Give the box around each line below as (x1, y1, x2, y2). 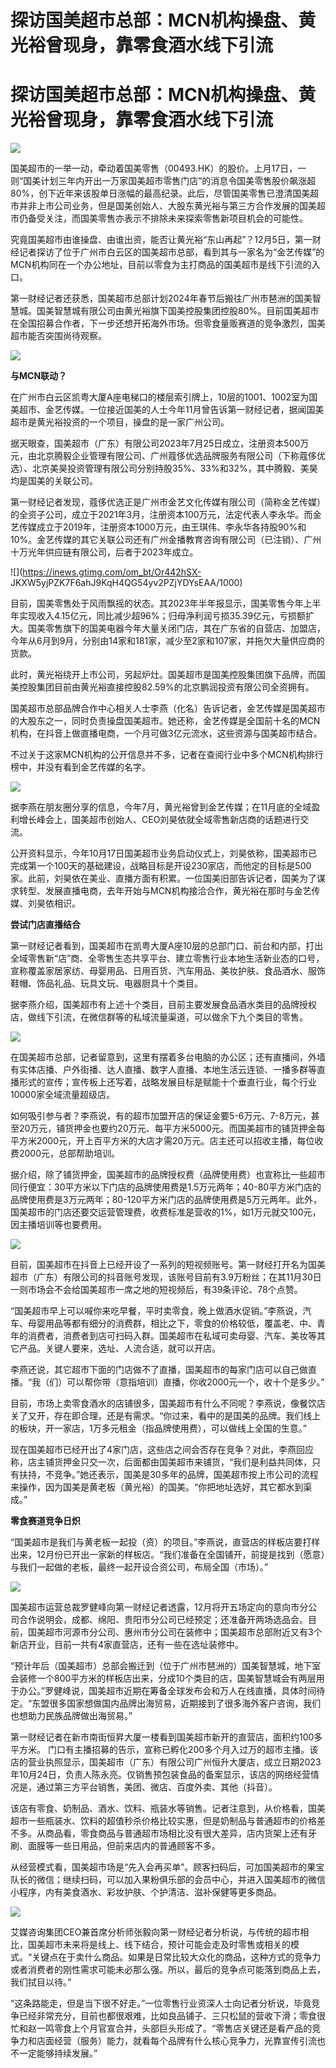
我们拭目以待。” (10, 1976, 72, 1988)
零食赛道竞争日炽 (10, 1515, 81, 1527)
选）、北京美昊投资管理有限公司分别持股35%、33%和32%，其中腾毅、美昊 (10, 462, 318, 475)
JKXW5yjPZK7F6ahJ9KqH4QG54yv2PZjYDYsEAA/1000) (10, 577, 243, 589)
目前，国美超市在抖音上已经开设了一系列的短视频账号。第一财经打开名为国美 (10, 1259, 326, 1271)
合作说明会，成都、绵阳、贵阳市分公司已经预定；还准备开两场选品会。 (18, 1614, 308, 1626)
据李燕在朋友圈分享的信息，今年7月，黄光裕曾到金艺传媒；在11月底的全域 (10, 801, 312, 813)
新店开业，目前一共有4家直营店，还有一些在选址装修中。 (10, 1639, 245, 1651)
